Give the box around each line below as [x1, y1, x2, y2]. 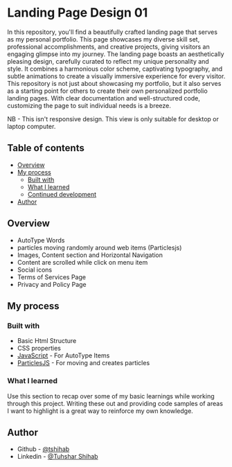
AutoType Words [17, 236, 65, 244]
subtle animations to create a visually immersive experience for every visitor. [7, 71, 226, 80]
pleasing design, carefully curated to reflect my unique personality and [7, 57, 209, 65]
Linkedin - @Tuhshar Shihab [17, 452, 98, 461]
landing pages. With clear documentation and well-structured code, [7, 94, 201, 102]
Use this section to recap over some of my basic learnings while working [7, 391, 215, 400]
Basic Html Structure [17, 337, 77, 345]
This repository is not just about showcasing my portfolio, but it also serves [7, 79, 222, 87]
